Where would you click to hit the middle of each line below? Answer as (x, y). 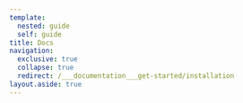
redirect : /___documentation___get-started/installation (126, 76)
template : (28, 17)
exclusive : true (48, 59)
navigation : (31, 51)
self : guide (40, 34)
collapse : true (46, 68)
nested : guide (43, 26)
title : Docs (31, 43)
